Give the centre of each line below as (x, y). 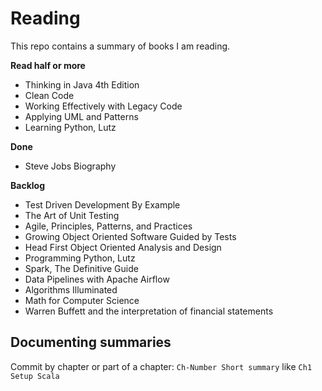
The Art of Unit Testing (72, 215)
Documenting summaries (91, 342)
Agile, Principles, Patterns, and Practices (108, 226)
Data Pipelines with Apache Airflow (97, 279)
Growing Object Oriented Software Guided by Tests (130, 236)
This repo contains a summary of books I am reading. (120, 46)
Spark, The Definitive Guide (81, 268)
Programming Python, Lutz (80, 258)
